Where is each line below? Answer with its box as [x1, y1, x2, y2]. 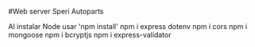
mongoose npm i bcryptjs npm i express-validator [8, 31, 172, 39]
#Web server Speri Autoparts [8, 7, 104, 16]
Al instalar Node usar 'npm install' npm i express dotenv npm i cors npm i [8, 22, 248, 31]
